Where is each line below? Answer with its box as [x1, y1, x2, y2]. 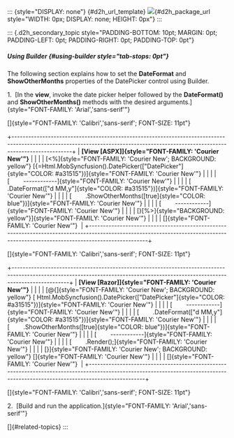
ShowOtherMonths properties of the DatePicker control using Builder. [7, 77, 210, 85]
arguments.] [156, 98, 193, 106]
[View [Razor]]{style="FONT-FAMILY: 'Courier [78, 278, 217, 286]
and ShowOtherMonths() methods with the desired [7, 98, 156, 106]
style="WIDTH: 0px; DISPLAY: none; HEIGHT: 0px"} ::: [7, 15, 163, 23]
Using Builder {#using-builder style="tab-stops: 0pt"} [7, 52, 169, 60]
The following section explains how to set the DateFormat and [7, 69, 187, 78]
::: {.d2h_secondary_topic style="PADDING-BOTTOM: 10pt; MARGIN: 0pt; [7, 29, 218, 36]
